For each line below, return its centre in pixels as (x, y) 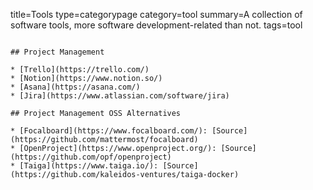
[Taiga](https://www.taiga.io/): (89, 166)
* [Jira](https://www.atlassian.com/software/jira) (120, 96)
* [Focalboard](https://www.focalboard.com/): (109, 131)
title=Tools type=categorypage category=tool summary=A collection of (156, 14)
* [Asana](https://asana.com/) (75, 87)
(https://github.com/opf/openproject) (91, 157)
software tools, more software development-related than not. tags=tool (156, 25)
